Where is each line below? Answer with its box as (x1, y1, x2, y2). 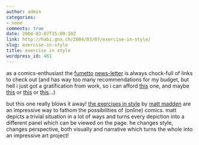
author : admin (6, 8, 42, 15)
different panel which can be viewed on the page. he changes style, (6, 119, 173, 126)
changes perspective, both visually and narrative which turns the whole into (6, 125, 193, 132)
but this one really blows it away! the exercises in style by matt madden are (6, 100, 191, 107)
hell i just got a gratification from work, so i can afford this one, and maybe (6, 82, 189, 90)
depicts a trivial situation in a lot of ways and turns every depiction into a (6, 113, 185, 120)
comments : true (6, 25, 44, 32)
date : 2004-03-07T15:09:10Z (6, 31, 76, 37)
